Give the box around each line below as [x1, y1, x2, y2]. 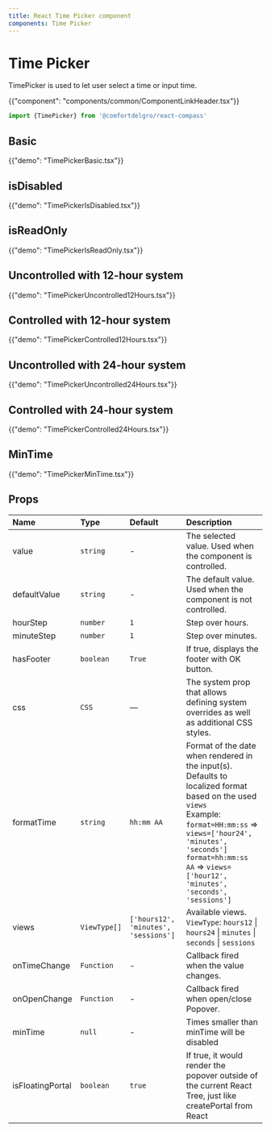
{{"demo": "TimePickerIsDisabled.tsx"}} [8, 200, 141, 210]
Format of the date [186, 740, 256, 751]
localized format [186, 780, 248, 792]
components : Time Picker [8, 19, 92, 27]
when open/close [186, 993, 252, 1005]
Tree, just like [186, 1090, 236, 1101]
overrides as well [186, 707, 251, 718]
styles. [186, 727, 211, 738]
